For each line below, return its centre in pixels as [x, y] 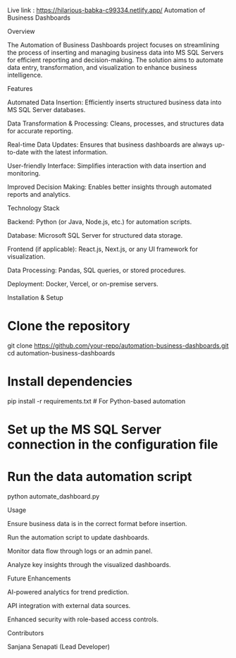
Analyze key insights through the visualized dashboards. [89, 565]
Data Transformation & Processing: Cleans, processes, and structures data [116, 123]
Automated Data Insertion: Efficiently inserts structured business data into [114, 102]
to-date [18, 152]
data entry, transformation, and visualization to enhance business [102, 67]
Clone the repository [69, 326]
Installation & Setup [35, 298]
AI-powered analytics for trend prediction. [68, 592]
